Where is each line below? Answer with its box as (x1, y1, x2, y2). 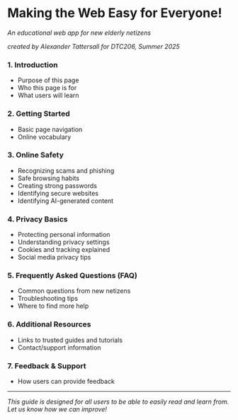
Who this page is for (17, 84, 77, 92)
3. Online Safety (7, 150, 64, 160)
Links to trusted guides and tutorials (17, 336, 123, 344)
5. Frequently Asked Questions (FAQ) (7, 271, 138, 281)
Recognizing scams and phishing (17, 166, 115, 175)
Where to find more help (17, 302, 89, 310)
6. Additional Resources (7, 319, 91, 329)
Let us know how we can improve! (7, 405, 108, 414)
